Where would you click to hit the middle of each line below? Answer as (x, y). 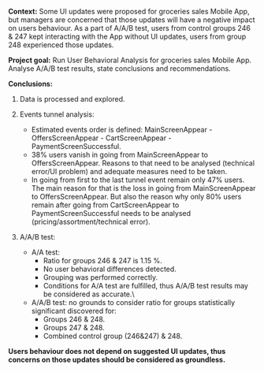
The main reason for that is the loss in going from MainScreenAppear (143, 188)
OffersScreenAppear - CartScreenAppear (99, 138)
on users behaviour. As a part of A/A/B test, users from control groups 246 (129, 28)
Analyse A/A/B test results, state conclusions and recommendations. (119, 69)
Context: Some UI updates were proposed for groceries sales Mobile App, (129, 11)
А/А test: (46, 252)
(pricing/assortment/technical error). (91, 221)
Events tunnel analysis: (57, 114)
